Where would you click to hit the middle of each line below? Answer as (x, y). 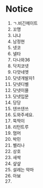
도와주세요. (23, 115)
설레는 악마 (23, 169)
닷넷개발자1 (23, 78)
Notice (19, 9)
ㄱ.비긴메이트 (25, 23)
